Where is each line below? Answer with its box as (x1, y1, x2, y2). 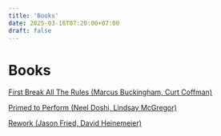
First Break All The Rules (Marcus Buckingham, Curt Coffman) (8, 87, 213, 97)
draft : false (8, 26, 52, 34)
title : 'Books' (8, 11, 59, 20)
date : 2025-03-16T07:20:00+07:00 (8, 19, 120, 27)
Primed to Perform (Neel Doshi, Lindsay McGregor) (8, 103, 178, 113)
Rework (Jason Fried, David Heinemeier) (8, 118, 143, 128)
